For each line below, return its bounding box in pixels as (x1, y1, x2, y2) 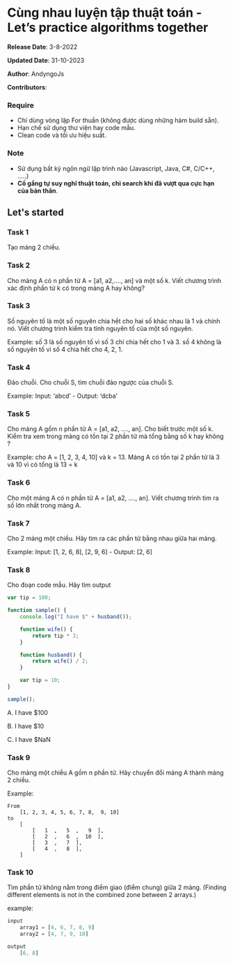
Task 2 (7, 261, 31, 270)
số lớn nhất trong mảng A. (7, 501, 82, 509)
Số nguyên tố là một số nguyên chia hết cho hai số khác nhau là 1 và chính (7, 316, 220, 325)
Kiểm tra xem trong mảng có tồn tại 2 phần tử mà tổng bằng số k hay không (7, 432, 224, 441)
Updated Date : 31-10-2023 (7, 56, 85, 64)
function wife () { (19, 626, 73, 633)
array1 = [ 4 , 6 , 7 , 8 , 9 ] (19, 924, 95, 931)
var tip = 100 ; (7, 594, 51, 601)
